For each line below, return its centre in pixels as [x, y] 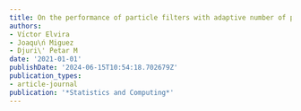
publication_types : [46, 76]
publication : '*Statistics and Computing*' [92, 92]
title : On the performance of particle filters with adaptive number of [148, 17]
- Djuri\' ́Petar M [43, 51]
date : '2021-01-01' [46, 59]
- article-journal [43, 84]
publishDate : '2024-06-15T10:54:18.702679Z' [94, 68]
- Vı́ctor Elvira [39, 34]
